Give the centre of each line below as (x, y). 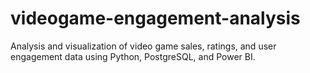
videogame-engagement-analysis (155, 18)
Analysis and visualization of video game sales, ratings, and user (143, 46)
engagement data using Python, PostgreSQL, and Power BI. (133, 56)
